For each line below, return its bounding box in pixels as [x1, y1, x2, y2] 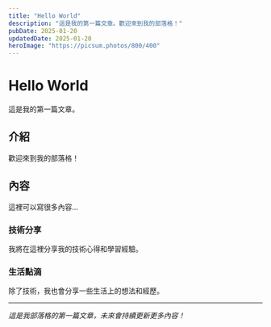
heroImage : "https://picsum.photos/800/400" [8, 42, 161, 50]
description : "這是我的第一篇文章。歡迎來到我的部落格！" [8, 19, 183, 27]
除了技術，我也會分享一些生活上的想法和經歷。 [8, 286, 164, 296]
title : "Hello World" [8, 11, 81, 20]
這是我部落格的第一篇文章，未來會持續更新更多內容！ [8, 311, 186, 321]
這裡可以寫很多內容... [8, 202, 79, 212]
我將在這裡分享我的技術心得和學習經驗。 [8, 244, 143, 254]
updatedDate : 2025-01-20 [8, 34, 92, 43]
